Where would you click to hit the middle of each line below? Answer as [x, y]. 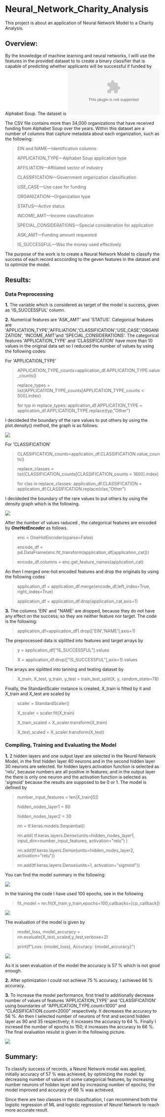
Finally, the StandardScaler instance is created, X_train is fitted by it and [78, 689]
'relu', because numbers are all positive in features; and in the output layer [80, 771]
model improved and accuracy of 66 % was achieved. [60, 1090]
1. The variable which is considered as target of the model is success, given [82, 305]
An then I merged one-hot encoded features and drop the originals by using [82, 572]
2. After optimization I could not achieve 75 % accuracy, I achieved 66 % [79, 980]
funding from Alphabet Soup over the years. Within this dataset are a [75, 128]
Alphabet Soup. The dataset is [36, 113]
